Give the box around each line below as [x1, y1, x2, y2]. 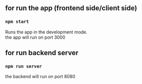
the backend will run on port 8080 [5, 74, 75, 80]
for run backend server [5, 49, 78, 57]
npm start [5, 19, 29, 24]
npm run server [5, 64, 42, 69]
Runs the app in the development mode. [5, 29, 87, 35]
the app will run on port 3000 [5, 34, 65, 40]
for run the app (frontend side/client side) [5, 4, 137, 12]
